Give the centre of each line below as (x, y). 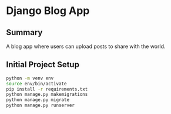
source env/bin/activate (36, 84)
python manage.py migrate (38, 100)
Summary (24, 32)
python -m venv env (30, 78)
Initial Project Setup (43, 65)
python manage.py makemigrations (47, 95)
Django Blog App (48, 11)
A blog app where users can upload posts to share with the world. (86, 46)
